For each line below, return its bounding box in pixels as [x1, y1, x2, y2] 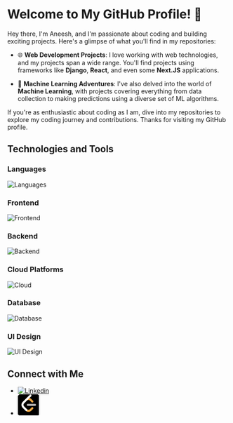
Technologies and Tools [7, 143, 114, 155]
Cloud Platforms [7, 264, 64, 274]
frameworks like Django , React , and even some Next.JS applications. [17, 66, 220, 74]
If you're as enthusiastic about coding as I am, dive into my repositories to [7, 108, 221, 116]
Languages [7, 164, 47, 174]
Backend [7, 231, 39, 241]
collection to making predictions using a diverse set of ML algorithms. [17, 94, 219, 102]
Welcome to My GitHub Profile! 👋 [7, 6, 202, 22]
